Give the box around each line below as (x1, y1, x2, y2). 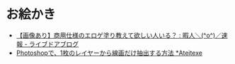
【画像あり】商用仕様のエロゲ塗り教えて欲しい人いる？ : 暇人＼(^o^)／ (16, 31, 222, 39)
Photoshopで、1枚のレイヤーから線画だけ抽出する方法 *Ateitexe (16, 49, 202, 57)
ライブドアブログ (29, 39, 79, 48)
